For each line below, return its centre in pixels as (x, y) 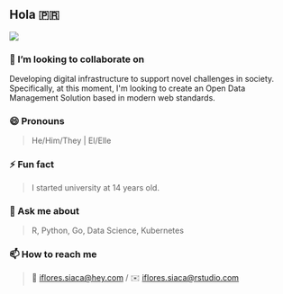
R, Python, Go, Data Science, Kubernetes (108, 230)
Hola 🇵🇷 (35, 15)
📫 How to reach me (53, 254)
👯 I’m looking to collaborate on (77, 59)
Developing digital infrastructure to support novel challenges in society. (142, 79)
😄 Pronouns (37, 121)
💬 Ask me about (44, 210)
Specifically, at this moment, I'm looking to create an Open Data (128, 88)
